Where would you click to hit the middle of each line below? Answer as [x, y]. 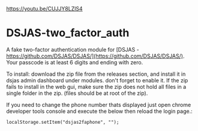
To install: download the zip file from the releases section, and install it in [96, 74]
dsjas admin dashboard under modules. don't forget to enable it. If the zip [97, 80]
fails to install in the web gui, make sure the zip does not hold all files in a [96, 87]
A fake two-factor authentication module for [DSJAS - [73, 49]
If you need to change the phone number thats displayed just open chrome [99, 105]
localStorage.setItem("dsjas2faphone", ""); [63, 122]
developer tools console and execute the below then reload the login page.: [100, 111]
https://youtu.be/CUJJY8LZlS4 [44, 9]
